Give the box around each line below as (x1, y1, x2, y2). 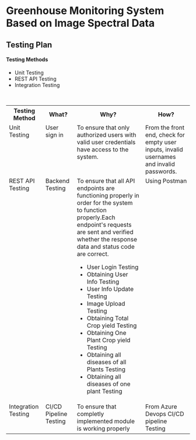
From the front (145, 123, 185, 131)
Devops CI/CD (145, 410, 185, 418)
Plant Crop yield (86, 336, 131, 344)
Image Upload (86, 299, 125, 307)
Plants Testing (86, 365, 126, 373)
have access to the (76, 145, 129, 153)
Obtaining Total (86, 314, 129, 322)
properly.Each (76, 213, 116, 221)
